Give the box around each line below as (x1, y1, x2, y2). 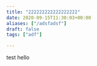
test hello (6, 54, 30, 61)
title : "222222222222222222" (6, 9, 81, 15)
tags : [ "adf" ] (6, 32, 43, 38)
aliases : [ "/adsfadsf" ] (6, 20, 67, 26)
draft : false (6, 26, 40, 32)
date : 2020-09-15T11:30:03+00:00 (6, 15, 92, 21)
